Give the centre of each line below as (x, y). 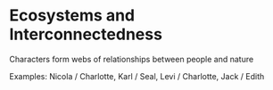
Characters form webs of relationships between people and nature (132, 59)
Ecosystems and (72, 16)
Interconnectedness (86, 34)
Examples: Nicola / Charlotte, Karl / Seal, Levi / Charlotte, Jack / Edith (137, 76)
